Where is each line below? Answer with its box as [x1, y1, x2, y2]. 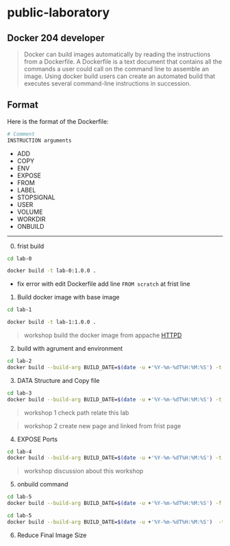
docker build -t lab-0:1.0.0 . [7, 267, 97, 275]
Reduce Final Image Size [16, 531, 87, 539]
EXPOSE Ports [16, 435, 58, 443]
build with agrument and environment [16, 345, 123, 353]
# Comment [7, 130, 36, 138]
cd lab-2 [7, 358, 32, 364]
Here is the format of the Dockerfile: [7, 117, 109, 125]
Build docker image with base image [16, 293, 120, 301]
